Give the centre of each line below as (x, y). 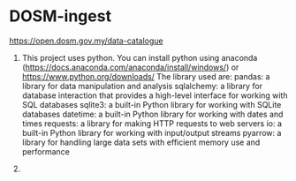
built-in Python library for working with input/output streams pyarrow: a (152, 132)
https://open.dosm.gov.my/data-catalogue (86, 41)
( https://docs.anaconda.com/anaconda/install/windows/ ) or (130, 67)
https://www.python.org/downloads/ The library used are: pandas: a (146, 76)
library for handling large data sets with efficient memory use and (141, 142)
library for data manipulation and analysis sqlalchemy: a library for (142, 86)
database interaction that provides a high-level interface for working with (155, 95)
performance (46, 151)
